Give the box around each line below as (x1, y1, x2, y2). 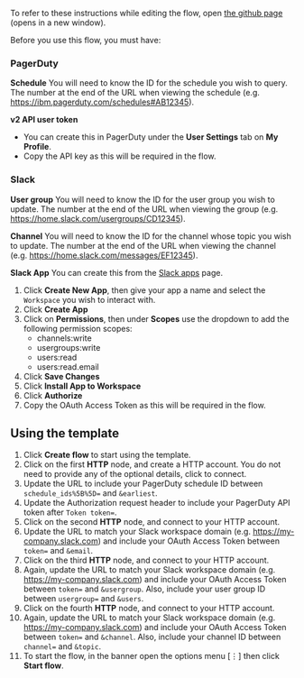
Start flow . (23, 660, 64, 671)
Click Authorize (23, 389, 83, 400)
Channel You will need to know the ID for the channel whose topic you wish (10, 230, 292, 242)
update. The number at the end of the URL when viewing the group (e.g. (10, 203, 279, 215)
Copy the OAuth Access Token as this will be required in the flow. (23, 399, 266, 410)
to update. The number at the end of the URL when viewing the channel (10, 240, 276, 251)
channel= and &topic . (23, 641, 102, 652)
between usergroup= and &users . (23, 593, 144, 604)
